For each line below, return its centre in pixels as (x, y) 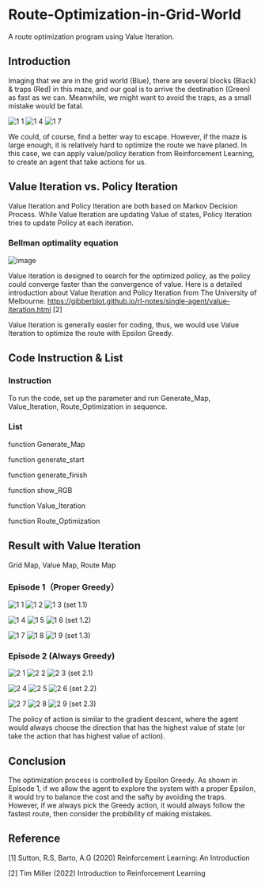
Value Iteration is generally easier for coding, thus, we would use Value (124, 325)
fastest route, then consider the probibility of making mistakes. (110, 814)
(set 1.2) (78, 620)
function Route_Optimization (54, 521)
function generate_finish (48, 475)
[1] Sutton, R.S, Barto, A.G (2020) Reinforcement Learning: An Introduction (129, 857)
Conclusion (37, 761)
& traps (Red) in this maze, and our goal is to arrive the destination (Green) (129, 89)
